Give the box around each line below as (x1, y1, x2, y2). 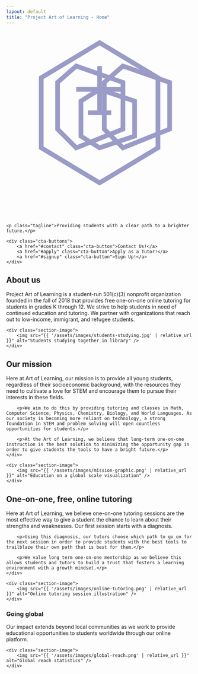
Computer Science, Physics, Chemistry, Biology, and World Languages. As (6, 411, 193, 417)
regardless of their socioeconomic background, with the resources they (6, 381, 181, 389)
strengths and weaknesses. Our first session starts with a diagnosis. (6, 522, 173, 529)
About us (6, 275, 41, 285)
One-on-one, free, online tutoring (6, 494, 132, 504)
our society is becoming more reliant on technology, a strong (6, 416, 166, 422)
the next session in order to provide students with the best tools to (6, 539, 187, 545)
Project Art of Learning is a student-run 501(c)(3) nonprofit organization (6, 291, 181, 298)
